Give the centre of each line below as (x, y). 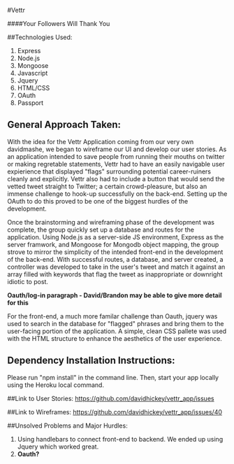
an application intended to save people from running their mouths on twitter (116, 156)
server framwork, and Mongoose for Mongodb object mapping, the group (113, 244)
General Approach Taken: (64, 125)
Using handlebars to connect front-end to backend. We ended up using (120, 439)
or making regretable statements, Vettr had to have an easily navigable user (116, 164)
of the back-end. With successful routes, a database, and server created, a (115, 259)
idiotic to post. (28, 281)
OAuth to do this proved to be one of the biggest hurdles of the (98, 201)
